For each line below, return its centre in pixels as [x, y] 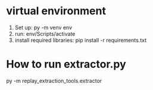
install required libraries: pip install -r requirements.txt [81, 40]
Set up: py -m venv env [43, 27]
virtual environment [56, 11]
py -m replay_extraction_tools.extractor [54, 80]
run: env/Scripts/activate [45, 33]
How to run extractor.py [66, 64]
